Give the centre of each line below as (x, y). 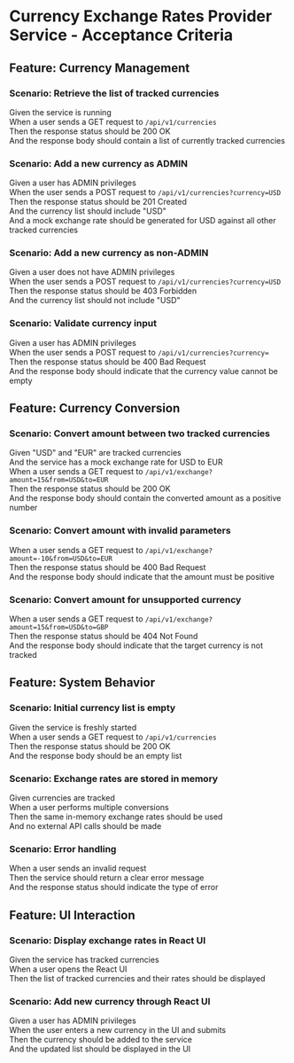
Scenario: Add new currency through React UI (110, 1001)
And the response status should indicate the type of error (114, 887)
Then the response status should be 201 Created (98, 202)
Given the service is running (61, 112)
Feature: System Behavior (82, 683)
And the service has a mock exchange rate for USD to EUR (116, 462)
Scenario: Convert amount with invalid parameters (120, 531)
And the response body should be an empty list (96, 755)
